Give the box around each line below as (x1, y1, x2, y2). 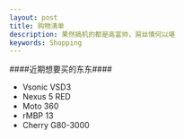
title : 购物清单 (9, 22, 65, 30)
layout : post (9, 13, 58, 22)
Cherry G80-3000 (22, 120, 90, 131)
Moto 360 (22, 100, 59, 112)
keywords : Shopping (9, 38, 83, 48)
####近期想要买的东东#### (9, 64, 112, 74)
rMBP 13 (22, 110, 54, 121)
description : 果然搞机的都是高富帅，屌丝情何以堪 (9, 30, 176, 39)
